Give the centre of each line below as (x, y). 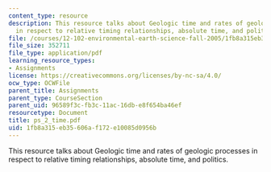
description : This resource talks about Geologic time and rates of (126, 23)
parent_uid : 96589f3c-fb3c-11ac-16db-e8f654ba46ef (95, 105)
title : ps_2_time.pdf (45, 121)
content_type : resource (48, 16)
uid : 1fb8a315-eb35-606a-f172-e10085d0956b (83, 128)
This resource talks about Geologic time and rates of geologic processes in (133, 150)
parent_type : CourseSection (56, 98)
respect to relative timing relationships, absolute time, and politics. (118, 159)
